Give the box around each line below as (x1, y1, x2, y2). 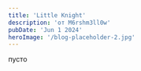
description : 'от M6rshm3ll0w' (8, 19, 111, 27)
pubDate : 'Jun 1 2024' (8, 26, 83, 34)
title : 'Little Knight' (8, 11, 87, 20)
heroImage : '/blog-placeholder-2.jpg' (8, 33, 135, 41)
